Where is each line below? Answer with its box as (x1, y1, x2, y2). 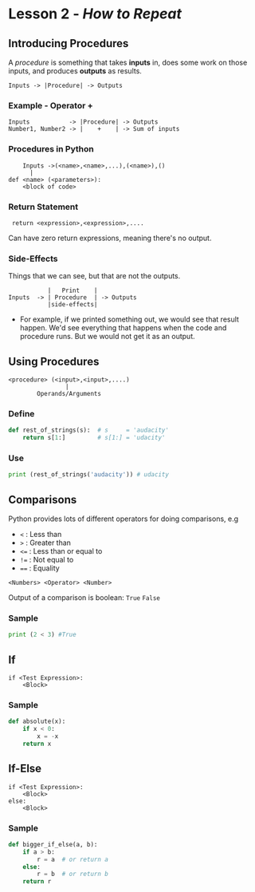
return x (22, 740, 52, 748)
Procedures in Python (8, 144, 94, 155)
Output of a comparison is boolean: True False (8, 593, 161, 602)
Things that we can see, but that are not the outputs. (8, 271, 181, 281)
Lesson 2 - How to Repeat (8, 5, 182, 23)
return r (22, 878, 52, 886)
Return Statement (8, 201, 79, 212)
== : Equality (19, 563, 60, 573)
